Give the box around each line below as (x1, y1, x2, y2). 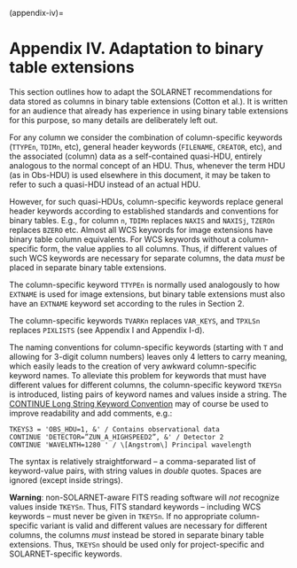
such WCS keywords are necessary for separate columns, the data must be (9, 253, 285, 263)
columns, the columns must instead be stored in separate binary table (9, 529, 264, 540)
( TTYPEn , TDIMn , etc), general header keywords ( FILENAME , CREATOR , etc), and (9, 141, 282, 152)
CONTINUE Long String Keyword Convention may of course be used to (9, 398, 269, 408)
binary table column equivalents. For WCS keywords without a (9, 234, 237, 245)
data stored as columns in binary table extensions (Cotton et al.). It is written (9, 96, 288, 106)
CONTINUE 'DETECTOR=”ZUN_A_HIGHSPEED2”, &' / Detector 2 (9, 432, 224, 441)
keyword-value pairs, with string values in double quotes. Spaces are (9, 465, 262, 476)
